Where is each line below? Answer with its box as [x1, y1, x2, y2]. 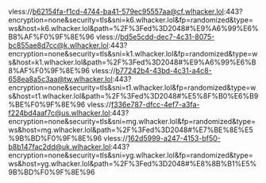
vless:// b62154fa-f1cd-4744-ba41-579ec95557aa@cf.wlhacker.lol [8, 7, 225, 16]
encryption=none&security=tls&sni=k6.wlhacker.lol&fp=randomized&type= [8, 15, 254, 25]
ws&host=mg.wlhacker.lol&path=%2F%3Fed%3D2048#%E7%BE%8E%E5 [8, 125, 254, 134]
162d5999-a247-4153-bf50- [127, 134, 221, 142]
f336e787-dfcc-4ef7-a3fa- [110, 99, 200, 109]
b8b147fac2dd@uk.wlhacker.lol [8, 142, 111, 151]
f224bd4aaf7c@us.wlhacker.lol [8, 108, 110, 118]
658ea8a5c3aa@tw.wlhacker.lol [8, 75, 113, 84]
